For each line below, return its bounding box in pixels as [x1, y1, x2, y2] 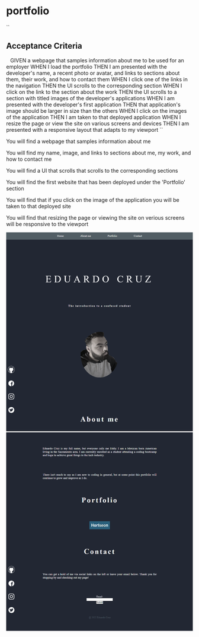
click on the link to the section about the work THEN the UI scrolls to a [6, 88, 177, 96]
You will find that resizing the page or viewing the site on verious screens [6, 214, 185, 221]
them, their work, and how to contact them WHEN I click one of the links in [6, 75, 188, 83]
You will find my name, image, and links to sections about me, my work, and [6, 149, 191, 156]
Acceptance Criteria [6, 41, 82, 51]
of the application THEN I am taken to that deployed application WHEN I [6, 113, 181, 121]
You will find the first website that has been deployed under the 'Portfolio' [6, 178, 185, 185]
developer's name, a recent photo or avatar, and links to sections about [6, 69, 180, 77]
